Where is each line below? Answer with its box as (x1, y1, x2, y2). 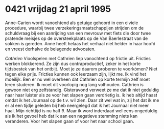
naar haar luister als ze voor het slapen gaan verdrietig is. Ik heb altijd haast (5, 92, 158, 98)
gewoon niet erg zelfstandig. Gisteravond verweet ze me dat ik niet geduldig (5, 87, 159, 93)
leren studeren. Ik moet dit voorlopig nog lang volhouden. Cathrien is (5, 81, 144, 87)
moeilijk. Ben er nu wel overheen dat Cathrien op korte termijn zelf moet (5, 76, 150, 82)
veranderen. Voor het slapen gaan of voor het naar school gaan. (5, 118, 135, 124)
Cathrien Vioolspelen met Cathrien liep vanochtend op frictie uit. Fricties (5, 55, 151, 61)
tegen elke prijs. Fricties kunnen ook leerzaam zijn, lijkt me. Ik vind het (5, 71, 146, 77)
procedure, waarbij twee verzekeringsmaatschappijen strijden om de (5, 25, 144, 31)
